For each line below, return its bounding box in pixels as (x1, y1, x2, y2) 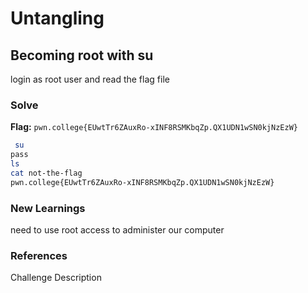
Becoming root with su (10, 47, 154, 64)
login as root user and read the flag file (10, 73, 170, 85)
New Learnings (10, 201, 86, 215)
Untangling (10, 7, 105, 30)
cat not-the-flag (10, 168, 83, 178)
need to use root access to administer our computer (10, 223, 225, 236)
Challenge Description (10, 272, 102, 284)
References (10, 248, 68, 262)
